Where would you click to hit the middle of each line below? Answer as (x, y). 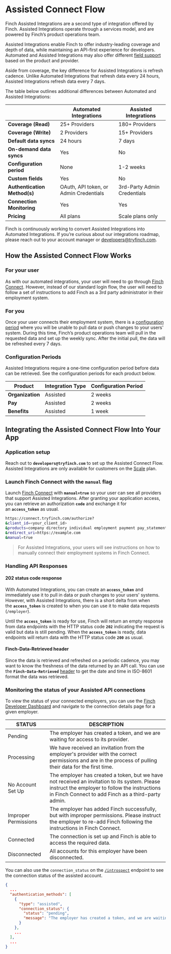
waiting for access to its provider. (89, 740)
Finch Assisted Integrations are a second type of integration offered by (79, 23)
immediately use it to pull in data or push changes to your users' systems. (82, 595)
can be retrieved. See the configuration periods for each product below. (81, 373)
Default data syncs (31, 140)
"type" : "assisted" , (40, 904)
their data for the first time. (81, 767)
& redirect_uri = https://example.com (43, 533)
